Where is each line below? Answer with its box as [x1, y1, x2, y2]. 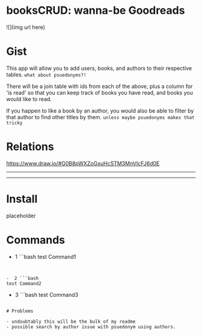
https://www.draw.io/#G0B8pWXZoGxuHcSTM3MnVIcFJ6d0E [6, 160, 160, 167]
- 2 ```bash [6, 275, 39, 281]
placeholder [6, 212, 36, 219]
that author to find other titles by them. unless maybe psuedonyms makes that [6, 113, 195, 120]
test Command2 [6, 281, 42, 287]
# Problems [6, 308, 34, 314]
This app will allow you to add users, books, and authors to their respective [6, 64, 192, 72]
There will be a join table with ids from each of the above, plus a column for [6, 82, 193, 90]
